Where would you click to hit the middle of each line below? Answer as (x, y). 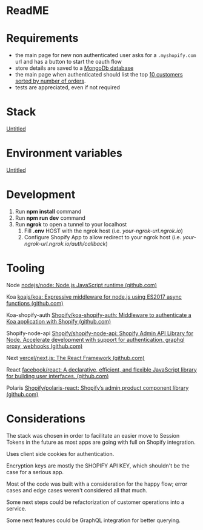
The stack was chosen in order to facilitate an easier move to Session (93, 435)
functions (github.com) (35, 303)
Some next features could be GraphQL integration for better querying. (93, 520)
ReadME (28, 11)
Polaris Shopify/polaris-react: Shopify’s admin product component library (98, 388)
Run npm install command (48, 211)
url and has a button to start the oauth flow (68, 62)
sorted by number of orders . (50, 81)
